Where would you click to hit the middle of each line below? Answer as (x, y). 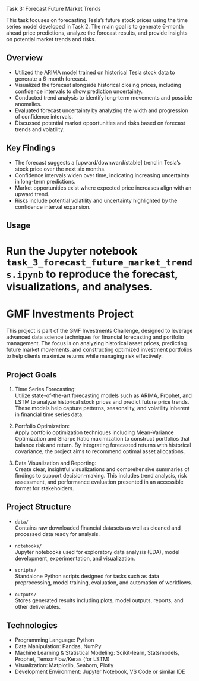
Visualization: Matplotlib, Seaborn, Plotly (64, 665)
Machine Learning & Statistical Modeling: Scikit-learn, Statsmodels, (97, 652)
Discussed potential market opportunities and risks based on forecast (100, 123)
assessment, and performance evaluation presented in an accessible (99, 482)
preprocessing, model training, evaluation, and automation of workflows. (103, 582)
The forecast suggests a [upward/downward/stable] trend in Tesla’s (98, 162)
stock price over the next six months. (60, 169)
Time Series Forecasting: (45, 389)
